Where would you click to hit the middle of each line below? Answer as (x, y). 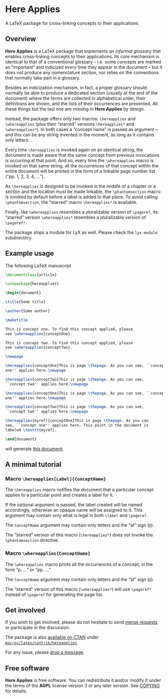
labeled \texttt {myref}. (31, 430)
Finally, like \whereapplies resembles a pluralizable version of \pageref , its (81, 212)
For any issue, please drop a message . (45, 652)
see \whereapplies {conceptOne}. (39, 334)
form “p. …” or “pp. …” (28, 569)
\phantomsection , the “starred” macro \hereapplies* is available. (71, 202)
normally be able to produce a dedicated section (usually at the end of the (81, 93)
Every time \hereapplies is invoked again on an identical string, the (74, 150)
